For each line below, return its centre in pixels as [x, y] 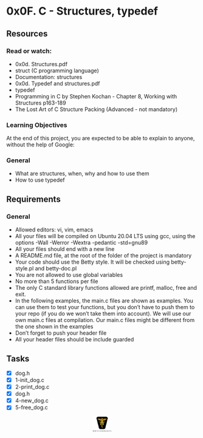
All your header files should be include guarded [74, 340]
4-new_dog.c [32, 401]
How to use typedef [40, 180]
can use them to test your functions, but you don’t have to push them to [105, 307]
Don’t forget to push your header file [61, 333]
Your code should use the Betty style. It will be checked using [92, 262]
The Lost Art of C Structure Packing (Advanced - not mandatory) [96, 109]
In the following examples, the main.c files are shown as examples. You [104, 301]
